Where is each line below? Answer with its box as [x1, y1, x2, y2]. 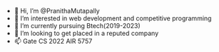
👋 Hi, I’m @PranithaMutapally [14, 7, 100, 15]
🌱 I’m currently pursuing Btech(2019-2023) [14, 22, 141, 30]
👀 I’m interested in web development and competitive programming [14, 14, 212, 22]
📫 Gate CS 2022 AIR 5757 [14, 37, 93, 45]
